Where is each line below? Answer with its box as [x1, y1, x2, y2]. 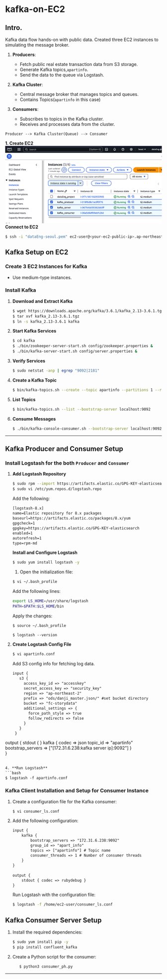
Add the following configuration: [12, 818, 79, 824]
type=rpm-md [12, 541, 37, 546]
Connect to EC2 [5, 224, 38, 230]
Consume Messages [12, 416, 56, 422]
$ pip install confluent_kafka [12, 945, 78, 950]
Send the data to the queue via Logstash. [19, 72, 104, 78]
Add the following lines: [12, 588, 61, 594]
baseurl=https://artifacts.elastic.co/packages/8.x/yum [12, 516, 131, 521]
